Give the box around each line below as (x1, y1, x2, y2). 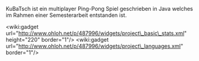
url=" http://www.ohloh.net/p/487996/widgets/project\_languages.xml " (5, 42, 184, 50)
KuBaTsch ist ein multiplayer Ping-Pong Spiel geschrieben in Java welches (5, 5, 194, 12)
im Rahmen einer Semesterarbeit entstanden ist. (5, 11, 127, 19)
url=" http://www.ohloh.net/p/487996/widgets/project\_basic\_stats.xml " (5, 30, 187, 37)
